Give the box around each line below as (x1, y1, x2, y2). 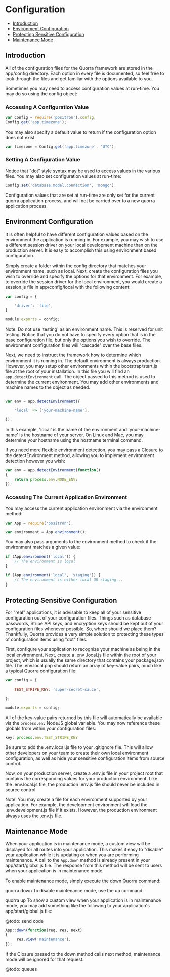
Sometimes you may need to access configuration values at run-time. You (5, 85, 159, 91)
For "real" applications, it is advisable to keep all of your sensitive (5, 609, 142, 615)
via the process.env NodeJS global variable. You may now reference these (5, 720, 160, 726)
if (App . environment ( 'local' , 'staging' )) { (5, 572, 101, 577)
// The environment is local (14, 559, 76, 564)
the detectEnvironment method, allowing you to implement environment (5, 452, 154, 458)
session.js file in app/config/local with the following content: (5, 284, 131, 290)
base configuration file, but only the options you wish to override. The (5, 337, 151, 343)
